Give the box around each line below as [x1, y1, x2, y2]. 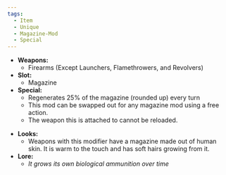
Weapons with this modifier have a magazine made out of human [27, 137, 217, 145]
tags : [7, 10, 23, 18]
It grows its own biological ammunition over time [27, 159, 169, 168]
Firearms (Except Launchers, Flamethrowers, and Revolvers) [27, 64, 204, 72]
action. [27, 109, 49, 117]
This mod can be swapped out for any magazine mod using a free [27, 101, 220, 109]
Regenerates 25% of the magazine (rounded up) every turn [27, 93, 201, 102]
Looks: [17, 130, 39, 138]
